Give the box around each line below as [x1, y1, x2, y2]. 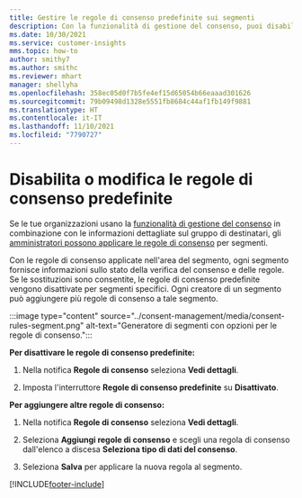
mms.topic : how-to [9, 47, 78, 56]
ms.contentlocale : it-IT [9, 113, 102, 122]
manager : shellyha [9, 80, 78, 89]
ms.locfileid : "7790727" [9, 131, 102, 140]
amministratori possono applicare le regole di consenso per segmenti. [9, 237, 268, 248]
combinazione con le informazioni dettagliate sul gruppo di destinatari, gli [9, 227, 281, 239]
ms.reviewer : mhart [9, 72, 83, 81]
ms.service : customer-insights [9, 38, 127, 48]
